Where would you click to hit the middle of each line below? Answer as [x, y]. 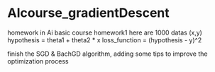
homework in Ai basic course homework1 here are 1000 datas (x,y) [105, 32]
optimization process [38, 61]
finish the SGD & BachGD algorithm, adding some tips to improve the [107, 54]
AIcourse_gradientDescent [88, 13]
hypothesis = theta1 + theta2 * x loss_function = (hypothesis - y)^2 [105, 40]
